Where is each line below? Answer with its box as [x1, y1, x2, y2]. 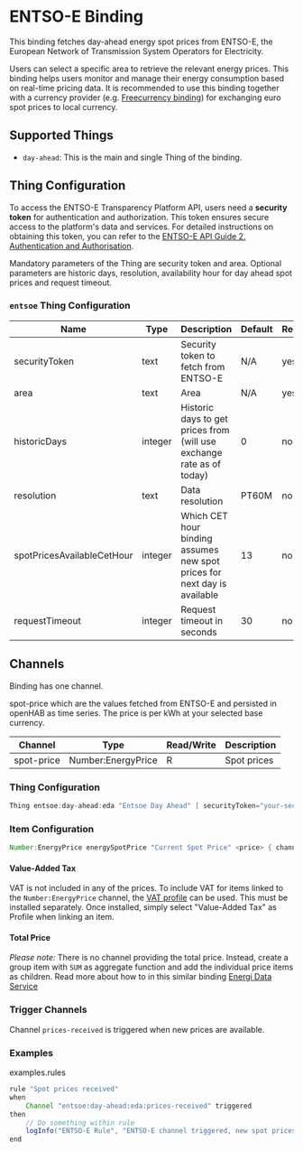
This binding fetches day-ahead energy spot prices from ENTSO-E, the [9, 36, 273, 47]
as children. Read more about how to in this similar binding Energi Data [9, 971, 272, 982]
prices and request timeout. [9, 277, 113, 288]
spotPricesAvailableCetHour [14, 549, 133, 562]
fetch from [179, 360, 225, 373]
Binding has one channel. [9, 680, 104, 692]
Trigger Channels [9, 1004, 87, 1016]
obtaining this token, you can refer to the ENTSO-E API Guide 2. [9, 230, 246, 241]
